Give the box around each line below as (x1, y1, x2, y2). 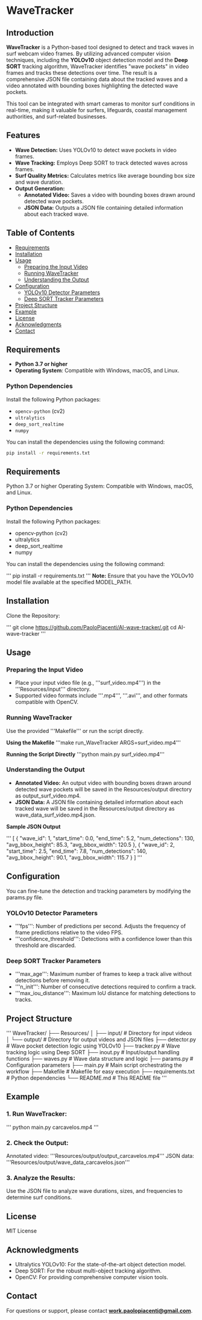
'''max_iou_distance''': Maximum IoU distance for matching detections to (14, 990, 196, 997)
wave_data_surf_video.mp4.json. (14, 811, 96, 819)
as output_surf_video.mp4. (14, 792, 81, 799)
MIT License (6, 1227, 37, 1234)
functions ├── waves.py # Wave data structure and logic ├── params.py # (6, 1055, 194, 1063)
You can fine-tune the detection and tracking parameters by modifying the (6, 887, 191, 894)
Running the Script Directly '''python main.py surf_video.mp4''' (6, 750, 165, 758)
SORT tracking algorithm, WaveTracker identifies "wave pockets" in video (6, 63, 189, 70)
